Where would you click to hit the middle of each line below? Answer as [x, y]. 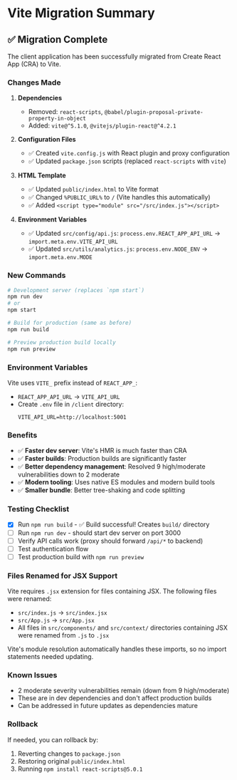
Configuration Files [47, 140]
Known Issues [32, 675]
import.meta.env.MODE [60, 258]
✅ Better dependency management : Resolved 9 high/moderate [111, 467]
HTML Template [42, 175]
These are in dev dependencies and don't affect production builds [115, 698]
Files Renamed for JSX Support [63, 576]
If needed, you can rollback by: [53, 739]
